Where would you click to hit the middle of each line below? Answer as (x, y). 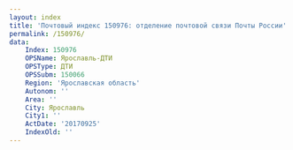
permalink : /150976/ (47, 34)
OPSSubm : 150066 (55, 75)
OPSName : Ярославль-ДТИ (69, 58)
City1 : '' (43, 116)
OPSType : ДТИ (49, 67)
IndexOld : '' (49, 132)
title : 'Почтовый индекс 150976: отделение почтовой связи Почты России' (148, 26)
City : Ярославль (55, 108)
